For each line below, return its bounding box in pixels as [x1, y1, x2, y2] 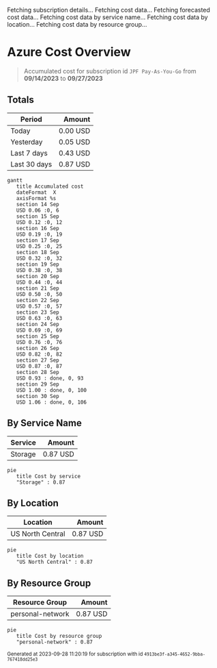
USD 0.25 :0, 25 [16, 243, 63, 249]
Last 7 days [10, 148, 48, 158]
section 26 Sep [16, 345, 59, 351]
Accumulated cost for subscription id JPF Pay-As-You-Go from [23, 66, 197, 75]
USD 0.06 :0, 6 [16, 207, 59, 214]
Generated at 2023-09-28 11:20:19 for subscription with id [7, 651, 143, 658]
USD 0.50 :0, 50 [16, 290, 63, 297]
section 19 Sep [16, 260, 59, 268]
